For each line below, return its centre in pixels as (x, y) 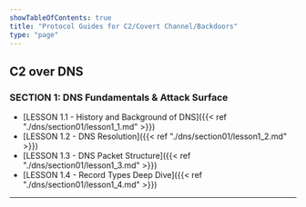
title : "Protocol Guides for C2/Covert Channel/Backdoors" (124, 26)
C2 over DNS (46, 71)
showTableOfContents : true (61, 18)
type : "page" (34, 34)
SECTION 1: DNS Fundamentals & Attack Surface (119, 97)
